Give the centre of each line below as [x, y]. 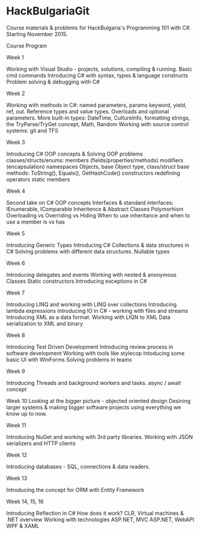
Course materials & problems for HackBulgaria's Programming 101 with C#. [98, 28]
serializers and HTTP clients [41, 443]
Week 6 [16, 263]
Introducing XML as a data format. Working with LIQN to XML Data [88, 317]
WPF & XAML [23, 526]
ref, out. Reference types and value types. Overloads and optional [88, 111]
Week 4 [16, 191]
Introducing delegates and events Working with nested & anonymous [92, 275]
